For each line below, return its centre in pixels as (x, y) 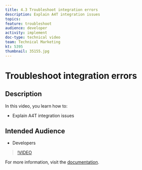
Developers (24, 143)
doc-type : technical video (33, 38)
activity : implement (26, 33)
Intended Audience (35, 131)
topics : (13, 19)
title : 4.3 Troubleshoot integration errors (52, 10)
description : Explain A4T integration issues (53, 14)
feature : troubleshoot (28, 24)
